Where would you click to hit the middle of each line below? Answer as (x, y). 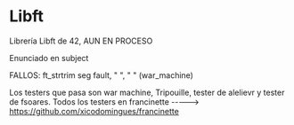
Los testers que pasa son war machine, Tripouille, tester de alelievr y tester (147, 92)
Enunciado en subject (49, 58)
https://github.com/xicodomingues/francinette (94, 111)
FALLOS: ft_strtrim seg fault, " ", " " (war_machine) (102, 75)
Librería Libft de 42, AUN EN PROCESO (81, 41)
